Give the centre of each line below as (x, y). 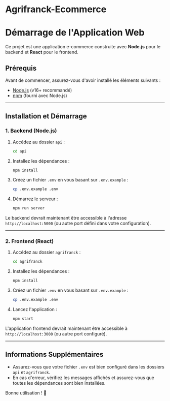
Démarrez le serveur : (35, 199)
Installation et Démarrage (46, 116)
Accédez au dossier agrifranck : (47, 252)
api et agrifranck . (31, 372)
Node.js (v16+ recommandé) (42, 90)
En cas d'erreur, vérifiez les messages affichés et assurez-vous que (83, 378)
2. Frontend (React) (30, 241)
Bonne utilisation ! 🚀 (26, 393)
